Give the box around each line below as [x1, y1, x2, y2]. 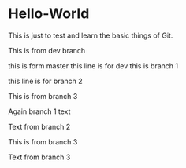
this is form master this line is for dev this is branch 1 [8, 60, 179, 71]
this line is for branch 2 [8, 76, 83, 86]
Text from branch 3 [8, 152, 71, 162]
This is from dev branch [8, 46, 86, 55]
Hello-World [8, 5, 90, 23]
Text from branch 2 [8, 122, 71, 131]
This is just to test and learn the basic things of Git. [8, 31, 173, 40]
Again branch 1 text [8, 107, 71, 116]
